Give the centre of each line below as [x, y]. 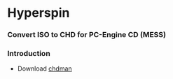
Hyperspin [39, 13]
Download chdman [44, 69]
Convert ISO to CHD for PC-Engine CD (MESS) [87, 35]
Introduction [29, 54]
